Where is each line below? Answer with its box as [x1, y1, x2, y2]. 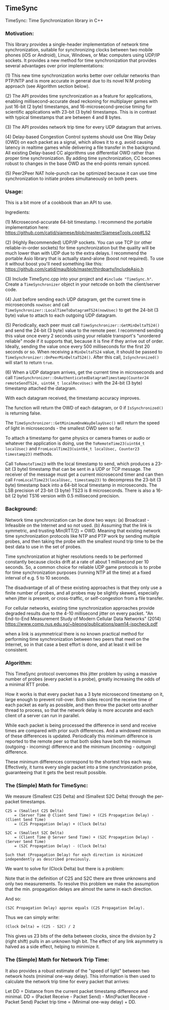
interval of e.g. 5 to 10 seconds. [5, 574, 70, 580]
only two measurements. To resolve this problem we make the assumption [5, 881, 159, 887]
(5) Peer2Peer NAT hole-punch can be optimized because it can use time [5, 171, 157, 177]
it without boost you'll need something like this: [5, 261, 103, 267]
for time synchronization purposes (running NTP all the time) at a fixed [5, 569, 151, 575]
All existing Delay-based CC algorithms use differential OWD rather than [5, 150, 154, 156]
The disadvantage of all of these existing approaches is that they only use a [5, 584, 162, 591]
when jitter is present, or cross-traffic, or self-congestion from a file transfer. [5, 595, 164, 601]
